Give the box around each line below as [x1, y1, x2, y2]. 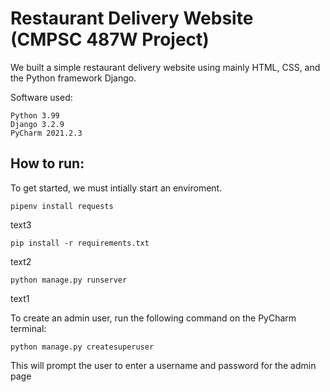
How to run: [10, 155, 85, 172]
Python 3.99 [10, 110, 60, 121]
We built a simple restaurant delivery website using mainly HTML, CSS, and [10, 61, 321, 73]
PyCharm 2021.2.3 [10, 128, 83, 138]
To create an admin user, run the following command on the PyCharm [10, 312, 297, 324]
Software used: [10, 91, 73, 103]
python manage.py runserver [10, 275, 128, 285]
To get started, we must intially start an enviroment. [10, 182, 223, 194]
